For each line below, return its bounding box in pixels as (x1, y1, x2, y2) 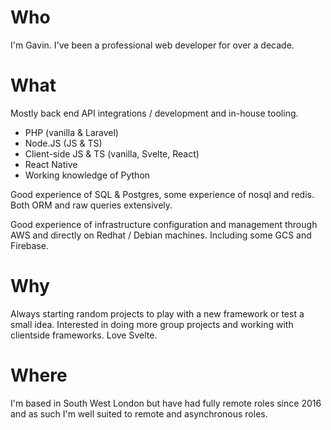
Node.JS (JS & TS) (24, 137, 103, 149)
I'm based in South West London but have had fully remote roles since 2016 (10, 397, 322, 409)
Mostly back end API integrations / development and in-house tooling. (10, 107, 299, 119)
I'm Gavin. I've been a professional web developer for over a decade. (10, 39, 295, 51)
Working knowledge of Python (24, 169, 151, 181)
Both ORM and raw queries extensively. (10, 199, 173, 211)
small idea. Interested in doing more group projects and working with (10, 318, 294, 330)
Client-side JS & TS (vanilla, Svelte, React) (24, 147, 200, 160)
